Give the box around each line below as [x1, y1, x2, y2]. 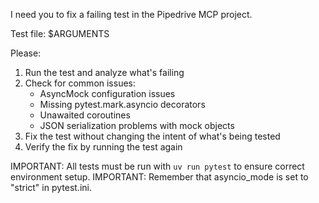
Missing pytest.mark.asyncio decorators [39, 99, 206, 110]
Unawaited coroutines [39, 109, 131, 121]
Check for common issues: [24, 77, 137, 89]
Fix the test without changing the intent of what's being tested [24, 130, 281, 142]
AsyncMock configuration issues [39, 88, 176, 99]
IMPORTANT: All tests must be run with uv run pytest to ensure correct [10, 160, 305, 172]
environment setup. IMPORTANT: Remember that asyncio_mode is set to [10, 171, 309, 183]
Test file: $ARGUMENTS [10, 28, 110, 39]
